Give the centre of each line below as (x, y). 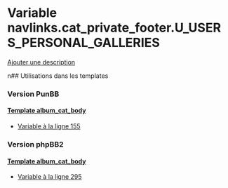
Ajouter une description (41, 62)
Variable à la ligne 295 (49, 177)
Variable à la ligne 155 (49, 126)
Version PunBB (33, 94)
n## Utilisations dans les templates (58, 76)
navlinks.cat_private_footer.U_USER (114, 28)
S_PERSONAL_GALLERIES (83, 43)
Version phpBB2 (36, 144)
